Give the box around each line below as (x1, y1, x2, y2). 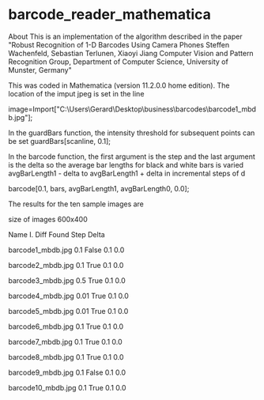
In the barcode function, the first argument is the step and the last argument (8, 152, 255, 161)
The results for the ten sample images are (8, 199, 145, 209)
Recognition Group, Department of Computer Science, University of (8, 57, 229, 66)
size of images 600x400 (8, 214, 89, 224)
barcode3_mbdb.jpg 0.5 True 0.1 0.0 (8, 275, 126, 285)
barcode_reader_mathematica (8, 6, 211, 24)
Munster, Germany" (8, 65, 73, 74)
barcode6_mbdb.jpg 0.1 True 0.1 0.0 (8, 322, 124, 331)
